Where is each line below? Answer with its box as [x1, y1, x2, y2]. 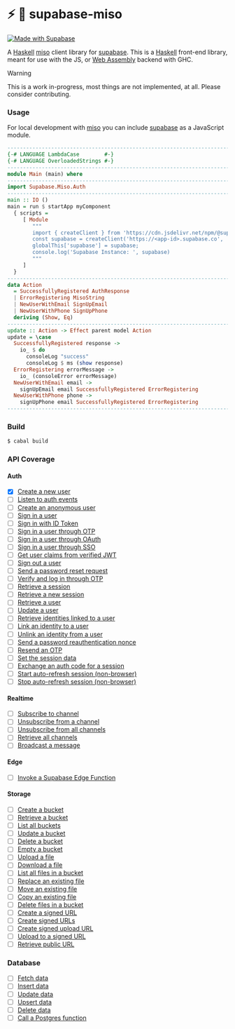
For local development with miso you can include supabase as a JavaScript [7, 123, 225, 132]
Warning [7, 69, 31, 77]
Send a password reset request [17, 567, 108, 575]
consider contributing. [7, 90, 71, 98]
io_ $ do [20, 347, 45, 354]
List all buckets [17, 821, 61, 830]
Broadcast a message [17, 741, 80, 750]
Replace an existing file [17, 877, 85, 885]
